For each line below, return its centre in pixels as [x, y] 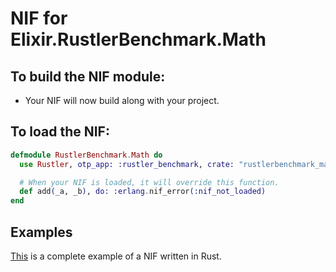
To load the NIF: [60, 132]
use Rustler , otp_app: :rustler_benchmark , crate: [127, 164]
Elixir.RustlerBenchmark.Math [138, 39]
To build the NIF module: [88, 76]
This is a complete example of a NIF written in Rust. [116, 256]
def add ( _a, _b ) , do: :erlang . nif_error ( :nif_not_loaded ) [143, 192]
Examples [41, 232]
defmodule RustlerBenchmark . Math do [86, 155]
